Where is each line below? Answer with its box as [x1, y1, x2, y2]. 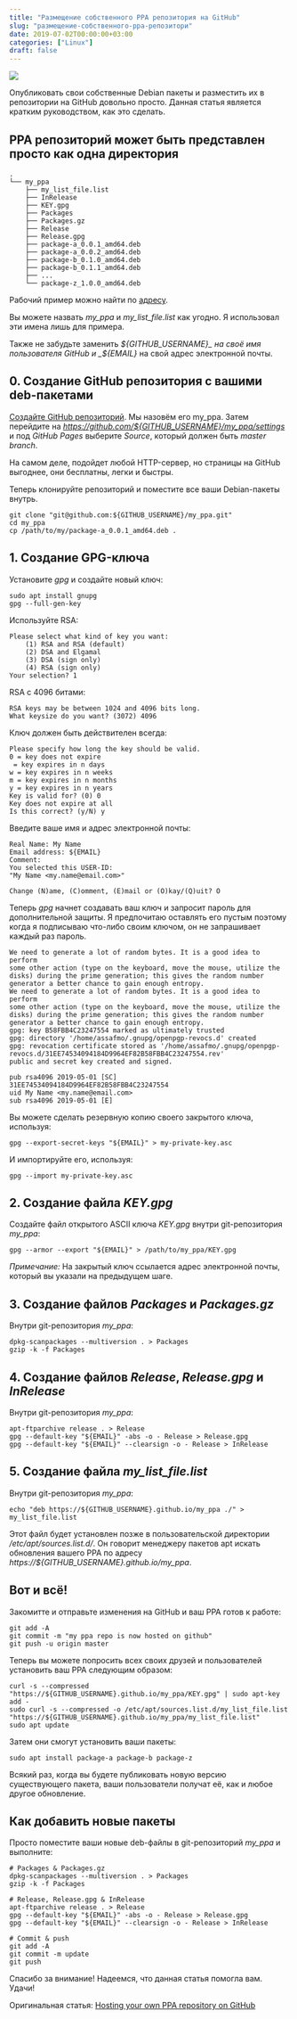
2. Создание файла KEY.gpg [9, 1195, 173, 1211]
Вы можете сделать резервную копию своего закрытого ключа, [9, 1112, 253, 1122]
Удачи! [9, 1982, 36, 1993]
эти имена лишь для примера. [9, 321, 124, 332]
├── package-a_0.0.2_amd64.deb [25, 247, 141, 257]
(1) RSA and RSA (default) [25, 639, 125, 649]
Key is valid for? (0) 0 [9, 791, 101, 800]
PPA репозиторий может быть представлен [9, 132, 265, 147]
